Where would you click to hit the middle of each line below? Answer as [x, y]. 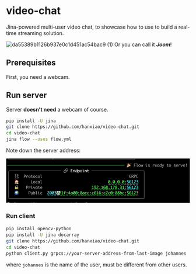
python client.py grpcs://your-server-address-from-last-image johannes [96, 253]
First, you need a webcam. [38, 77]
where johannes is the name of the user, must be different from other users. [97, 265]
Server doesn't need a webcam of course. [57, 109]
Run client [21, 216]
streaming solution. [41, 33]
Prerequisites [31, 63]
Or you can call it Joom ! [143, 44]
